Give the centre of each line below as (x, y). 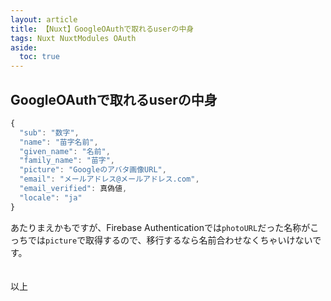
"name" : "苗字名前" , (59, 142)
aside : (24, 47)
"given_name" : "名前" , (65, 151)
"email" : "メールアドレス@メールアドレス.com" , (109, 179)
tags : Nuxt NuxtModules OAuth (73, 38)
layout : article (44, 19)
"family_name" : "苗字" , (67, 161)
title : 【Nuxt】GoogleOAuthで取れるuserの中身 (102, 29)
